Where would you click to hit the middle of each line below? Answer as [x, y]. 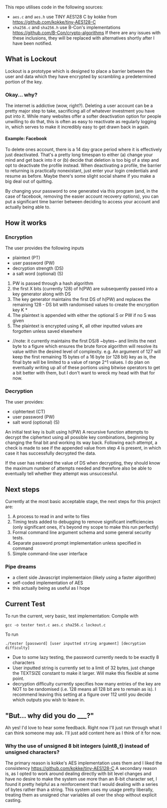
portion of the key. [24, 82]
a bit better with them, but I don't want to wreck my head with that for [84, 372]
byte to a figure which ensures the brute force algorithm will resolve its [85, 346]
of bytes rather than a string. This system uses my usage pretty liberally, [80, 789]
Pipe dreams [21, 566]
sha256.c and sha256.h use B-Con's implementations [66, 27]
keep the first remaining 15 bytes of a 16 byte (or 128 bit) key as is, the [84, 356]
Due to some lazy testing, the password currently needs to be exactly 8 [86, 657]
